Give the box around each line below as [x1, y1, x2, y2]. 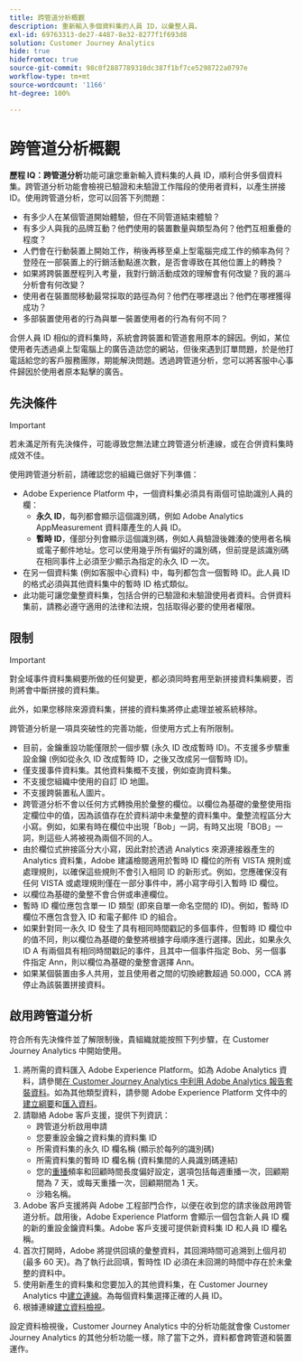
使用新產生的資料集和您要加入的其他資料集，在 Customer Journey [22, 1279, 269, 1290]
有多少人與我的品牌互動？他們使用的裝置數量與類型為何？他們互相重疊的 [22, 223, 291, 234]
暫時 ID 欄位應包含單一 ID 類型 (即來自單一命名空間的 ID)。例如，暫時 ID [22, 900, 289, 911]
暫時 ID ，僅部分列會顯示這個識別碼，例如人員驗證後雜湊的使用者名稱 [35, 534, 291, 545]
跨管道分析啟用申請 [35, 1121, 108, 1132]
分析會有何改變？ [22, 279, 87, 290]
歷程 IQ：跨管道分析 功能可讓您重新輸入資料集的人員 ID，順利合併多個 [9, 170, 267, 181]
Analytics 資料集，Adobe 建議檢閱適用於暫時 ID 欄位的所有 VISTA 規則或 [22, 855, 291, 866]
